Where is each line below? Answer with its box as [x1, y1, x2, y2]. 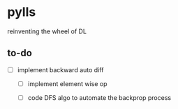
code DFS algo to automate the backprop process [27, 93, 172, 101]
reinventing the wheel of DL [7, 27, 87, 35]
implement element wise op [27, 79, 107, 87]
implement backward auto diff [17, 65, 104, 74]
